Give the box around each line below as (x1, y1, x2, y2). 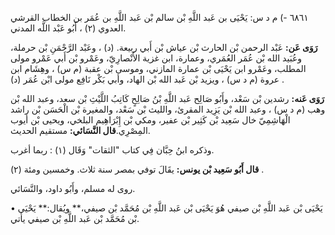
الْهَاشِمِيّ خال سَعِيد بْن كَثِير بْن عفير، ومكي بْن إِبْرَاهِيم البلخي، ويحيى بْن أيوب (10, 114, 291, 126)
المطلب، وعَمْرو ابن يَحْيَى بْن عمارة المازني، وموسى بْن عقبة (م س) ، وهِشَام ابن (10, 63, 307, 74)
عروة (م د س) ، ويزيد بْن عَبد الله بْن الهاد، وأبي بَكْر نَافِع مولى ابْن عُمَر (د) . (10, 73, 285, 85)
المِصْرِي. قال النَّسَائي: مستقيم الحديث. (10, 125, 151, 136)
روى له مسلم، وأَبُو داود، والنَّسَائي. (10, 183, 136, 194)
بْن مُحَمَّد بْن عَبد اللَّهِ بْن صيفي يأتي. (10, 213, 140, 224)
